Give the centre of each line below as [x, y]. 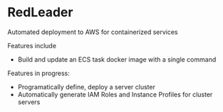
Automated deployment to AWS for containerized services [93, 32]
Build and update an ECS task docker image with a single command [117, 59]
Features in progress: [38, 73]
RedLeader [40, 12]
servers [29, 102]
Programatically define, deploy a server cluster [86, 86]
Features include [32, 45]
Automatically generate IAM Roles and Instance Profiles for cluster [115, 94]
